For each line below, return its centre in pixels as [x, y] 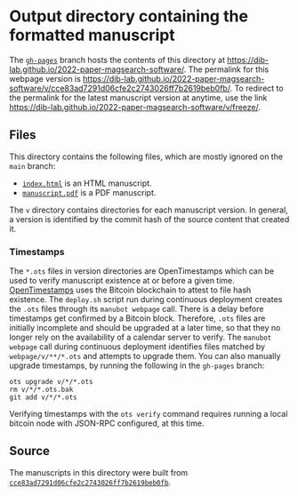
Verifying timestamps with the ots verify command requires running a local [149, 414]
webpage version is [45, 78]
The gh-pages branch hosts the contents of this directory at [117, 60]
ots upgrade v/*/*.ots [51, 382]
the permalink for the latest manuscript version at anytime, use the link [138, 97]
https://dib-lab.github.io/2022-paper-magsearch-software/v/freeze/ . [135, 107]
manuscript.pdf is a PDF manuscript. [89, 192]
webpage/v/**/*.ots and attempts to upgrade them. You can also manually [145, 356]
